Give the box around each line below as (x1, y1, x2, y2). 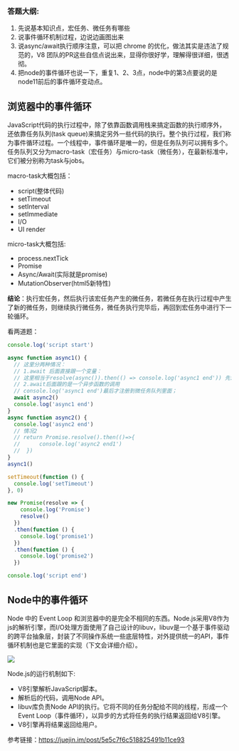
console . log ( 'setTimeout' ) (14, 480, 94, 487)
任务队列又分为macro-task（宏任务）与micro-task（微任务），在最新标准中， (7, 148, 232, 156)
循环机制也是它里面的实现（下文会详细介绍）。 (7, 640, 142, 649)
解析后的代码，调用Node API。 (17, 693, 108, 702)
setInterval (17, 202, 50, 211)
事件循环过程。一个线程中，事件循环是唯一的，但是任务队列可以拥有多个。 (13, 138, 232, 147)
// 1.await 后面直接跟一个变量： (14, 368, 102, 375)
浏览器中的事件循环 (7, 100, 92, 112)
